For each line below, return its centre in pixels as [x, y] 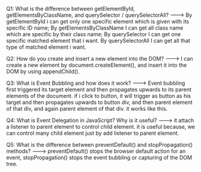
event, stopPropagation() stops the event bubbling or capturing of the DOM [99, 158]
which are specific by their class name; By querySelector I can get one [94, 34]
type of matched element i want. [46, 47]
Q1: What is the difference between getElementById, [70, 9]
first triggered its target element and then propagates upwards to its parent [99, 89]
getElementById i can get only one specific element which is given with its [98, 21]
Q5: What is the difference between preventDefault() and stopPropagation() [100, 145]
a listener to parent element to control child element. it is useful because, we [100, 127]
